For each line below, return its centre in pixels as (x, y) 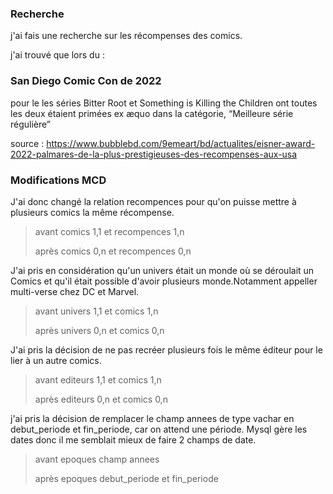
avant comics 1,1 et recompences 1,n (109, 231)
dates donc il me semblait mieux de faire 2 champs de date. (133, 439)
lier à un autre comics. (56, 360)
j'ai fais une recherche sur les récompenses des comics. (126, 36)
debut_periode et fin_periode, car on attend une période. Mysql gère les (159, 429)
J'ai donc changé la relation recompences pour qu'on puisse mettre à (153, 201)
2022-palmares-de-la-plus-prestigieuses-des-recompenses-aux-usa (154, 154)
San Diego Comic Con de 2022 (86, 81)
